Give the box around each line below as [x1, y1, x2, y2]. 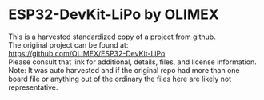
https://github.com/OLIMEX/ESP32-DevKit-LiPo [8, 48, 166, 58]
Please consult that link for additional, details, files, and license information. [8, 57, 258, 67]
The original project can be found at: [8, 40, 129, 49]
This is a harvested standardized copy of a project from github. [8, 32, 216, 41]
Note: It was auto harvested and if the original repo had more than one [8, 65, 240, 75]
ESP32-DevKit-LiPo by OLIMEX [8, 6, 220, 24]
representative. [8, 82, 58, 92]
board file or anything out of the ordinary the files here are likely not [8, 74, 232, 83]
